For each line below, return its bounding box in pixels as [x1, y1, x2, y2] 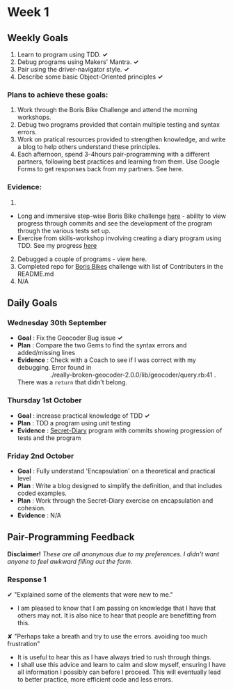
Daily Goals [7, 297, 58, 308]
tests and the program [17, 433, 81, 442]
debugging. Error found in [17, 363, 92, 372]
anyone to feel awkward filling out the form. [7, 557, 133, 565]
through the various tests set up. [17, 226, 111, 235]
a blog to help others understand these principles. [17, 143, 161, 151]
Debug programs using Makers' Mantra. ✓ [17, 58, 139, 66]
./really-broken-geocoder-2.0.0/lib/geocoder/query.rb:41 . [49, 370, 216, 379]
